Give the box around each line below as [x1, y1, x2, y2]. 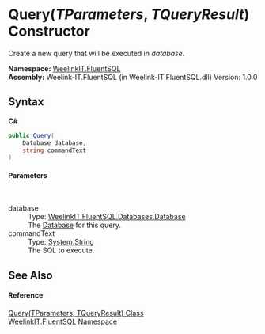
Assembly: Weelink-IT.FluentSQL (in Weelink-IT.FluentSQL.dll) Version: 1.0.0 [8, 72, 258, 82]
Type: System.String [28, 237, 95, 247]
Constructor [8, 22, 91, 40]
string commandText [22, 146, 87, 154]
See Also [8, 268, 53, 282]
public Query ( [8, 131, 55, 139]
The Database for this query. [28, 220, 121, 230]
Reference [8, 290, 44, 300]
